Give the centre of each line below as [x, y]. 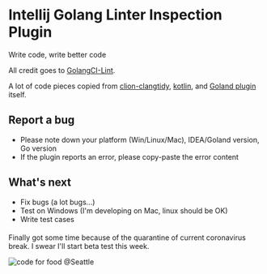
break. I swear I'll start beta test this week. [79, 246]
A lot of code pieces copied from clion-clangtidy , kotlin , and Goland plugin [132, 86]
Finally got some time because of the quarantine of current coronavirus [127, 238]
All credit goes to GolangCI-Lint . [62, 70]
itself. [17, 94]
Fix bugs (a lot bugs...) [57, 202]
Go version [38, 148]
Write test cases [47, 219]
